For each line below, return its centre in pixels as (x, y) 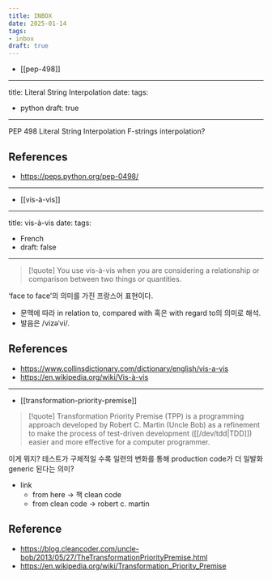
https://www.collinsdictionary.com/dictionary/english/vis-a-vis (124, 368)
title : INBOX (30, 16)
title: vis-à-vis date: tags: (50, 223)
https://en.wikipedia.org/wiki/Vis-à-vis (84, 377)
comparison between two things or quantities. (105, 279)
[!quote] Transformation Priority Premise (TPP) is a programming (136, 416)
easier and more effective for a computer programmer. (119, 441)
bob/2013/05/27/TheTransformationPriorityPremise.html (114, 557)
